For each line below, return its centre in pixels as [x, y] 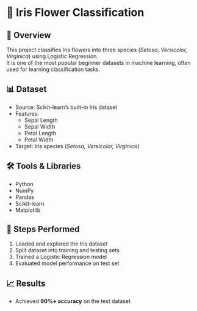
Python [24, 184]
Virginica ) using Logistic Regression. [52, 56]
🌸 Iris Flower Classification [75, 13]
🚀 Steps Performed [43, 229]
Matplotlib [28, 210]
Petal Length [40, 133]
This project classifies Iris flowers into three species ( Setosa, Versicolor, [97, 50]
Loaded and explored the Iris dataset [61, 244]
